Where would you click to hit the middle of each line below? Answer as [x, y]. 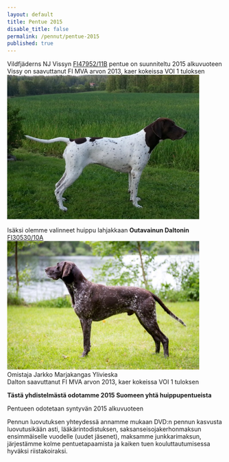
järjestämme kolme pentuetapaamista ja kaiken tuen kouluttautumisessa [109, 444]
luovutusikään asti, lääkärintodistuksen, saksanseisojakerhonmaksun [104, 429]
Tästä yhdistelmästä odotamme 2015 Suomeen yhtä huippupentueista [109, 395]
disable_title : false [38, 29]
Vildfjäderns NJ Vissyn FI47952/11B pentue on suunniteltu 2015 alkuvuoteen [115, 64]
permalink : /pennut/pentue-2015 [53, 36]
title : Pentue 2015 [35, 22]
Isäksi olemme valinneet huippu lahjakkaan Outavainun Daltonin [98, 230]
